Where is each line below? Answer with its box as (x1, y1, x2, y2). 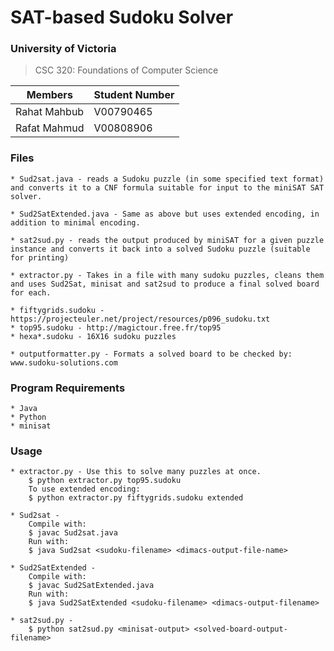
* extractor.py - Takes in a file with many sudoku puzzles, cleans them (10, 270, 325, 280)
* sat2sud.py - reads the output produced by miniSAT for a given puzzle (10, 235, 325, 245)
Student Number (93, 88, 175, 102)
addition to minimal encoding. (10, 217, 141, 228)
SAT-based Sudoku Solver (10, 6, 234, 29)
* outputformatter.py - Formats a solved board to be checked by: (10, 349, 293, 359)
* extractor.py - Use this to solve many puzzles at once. (10, 467, 262, 477)
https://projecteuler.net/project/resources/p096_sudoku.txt (10, 314, 271, 324)
